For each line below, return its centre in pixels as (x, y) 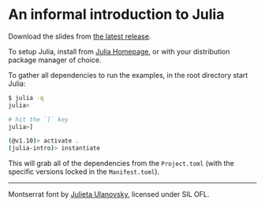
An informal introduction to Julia (116, 15)
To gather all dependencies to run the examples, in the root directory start (128, 75)
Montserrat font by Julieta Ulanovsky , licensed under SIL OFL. (109, 194)
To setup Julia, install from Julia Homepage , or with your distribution (119, 51)
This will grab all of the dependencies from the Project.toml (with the (121, 164)
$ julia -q (26, 98)
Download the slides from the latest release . (80, 36)
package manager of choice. (55, 60)
